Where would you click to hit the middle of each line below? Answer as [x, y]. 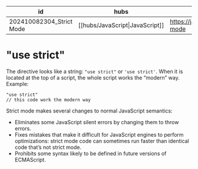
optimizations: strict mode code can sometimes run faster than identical [102, 141]
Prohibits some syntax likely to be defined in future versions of [90, 153]
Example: [17, 84]
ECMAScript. [30, 160]
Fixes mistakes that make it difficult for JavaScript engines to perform [99, 134]
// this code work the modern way [49, 100]
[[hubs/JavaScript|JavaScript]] [121, 25]
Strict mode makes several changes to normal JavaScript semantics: [89, 111]
